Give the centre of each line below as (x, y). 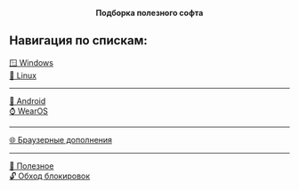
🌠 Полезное (32, 166)
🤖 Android (28, 100)
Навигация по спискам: (79, 40)
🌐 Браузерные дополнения (61, 139)
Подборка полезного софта (149, 13)
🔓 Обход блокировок (50, 176)
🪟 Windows (31, 62)
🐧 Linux (23, 75)
